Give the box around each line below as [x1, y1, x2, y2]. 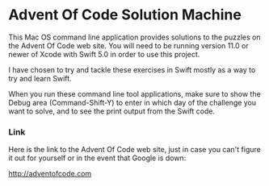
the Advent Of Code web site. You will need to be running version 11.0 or [8, 40, 249, 50]
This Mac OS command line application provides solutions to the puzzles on [8, 32, 261, 42]
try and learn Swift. [8, 73, 72, 83]
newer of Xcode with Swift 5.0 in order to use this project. [8, 49, 200, 59]
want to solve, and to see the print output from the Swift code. [8, 106, 216, 116]
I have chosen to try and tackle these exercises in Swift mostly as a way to [8, 64, 256, 74]
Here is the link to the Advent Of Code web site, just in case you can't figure [8, 145, 261, 155]
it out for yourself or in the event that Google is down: [8, 153, 187, 163]
